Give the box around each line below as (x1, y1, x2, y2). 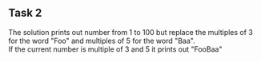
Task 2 (8, 6, 42, 20)
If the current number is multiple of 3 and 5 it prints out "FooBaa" (8, 44, 223, 54)
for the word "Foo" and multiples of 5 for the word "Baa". (8, 36, 196, 45)
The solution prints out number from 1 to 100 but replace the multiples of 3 (8, 27, 254, 37)
